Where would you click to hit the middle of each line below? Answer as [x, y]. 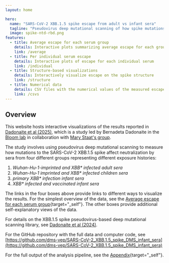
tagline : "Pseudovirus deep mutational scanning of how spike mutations [88, 28]
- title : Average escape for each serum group [59, 43]
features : [16, 38]
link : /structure [32, 80]
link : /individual [33, 66]
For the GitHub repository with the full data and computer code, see [75, 235]
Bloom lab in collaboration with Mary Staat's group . [58, 137]
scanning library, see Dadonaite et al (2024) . [51, 225]
